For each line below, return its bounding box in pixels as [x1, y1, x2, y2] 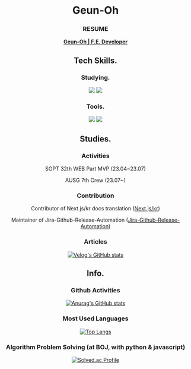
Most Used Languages [62, 314, 129, 323]
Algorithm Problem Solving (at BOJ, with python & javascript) [5, 343, 186, 351]
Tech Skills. [74, 55, 117, 65]
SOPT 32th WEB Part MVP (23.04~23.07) [45, 165, 146, 172]
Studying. [81, 73, 110, 81]
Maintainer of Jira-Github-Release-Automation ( [11, 216, 128, 223]
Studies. [79, 134, 112, 144]
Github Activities [71, 286, 120, 295]
